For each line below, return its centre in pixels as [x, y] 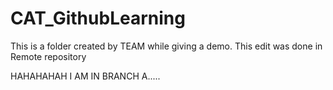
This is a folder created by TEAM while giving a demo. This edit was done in [166, 46]
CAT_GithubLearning [98, 18]
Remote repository [48, 56]
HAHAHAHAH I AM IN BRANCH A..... [85, 76]
